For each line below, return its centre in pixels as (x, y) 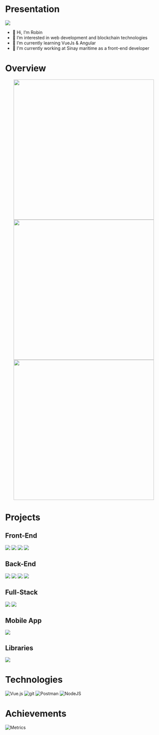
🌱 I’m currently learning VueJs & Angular (54, 43)
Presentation (32, 9)
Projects (23, 517)
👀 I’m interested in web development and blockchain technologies (80, 37)
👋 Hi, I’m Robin (27, 32)
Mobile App (23, 621)
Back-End (21, 564)
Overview (26, 69)
